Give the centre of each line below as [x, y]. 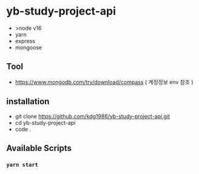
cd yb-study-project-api [45, 122]
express [25, 41]
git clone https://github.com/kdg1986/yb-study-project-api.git [92, 116]
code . [23, 129]
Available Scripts [39, 148]
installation [28, 102]
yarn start [22, 165]
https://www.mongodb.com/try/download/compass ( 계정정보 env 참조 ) [104, 82]
